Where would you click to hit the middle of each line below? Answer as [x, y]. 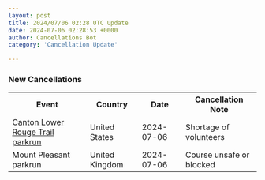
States [102, 137]
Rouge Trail [33, 133]
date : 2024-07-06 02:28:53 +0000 [63, 30]
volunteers [205, 137]
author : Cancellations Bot [52, 37]
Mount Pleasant [41, 155]
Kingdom [106, 165]
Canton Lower [38, 122]
